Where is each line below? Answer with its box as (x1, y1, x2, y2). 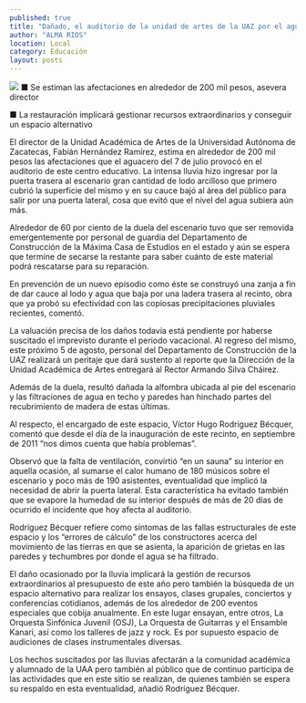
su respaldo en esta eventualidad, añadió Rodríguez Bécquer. (9, 683, 240, 694)
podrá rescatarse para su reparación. (9, 261, 149, 272)
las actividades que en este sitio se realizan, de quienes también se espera (9, 674, 291, 684)
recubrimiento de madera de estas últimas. (9, 401, 170, 411)
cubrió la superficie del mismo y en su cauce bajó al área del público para (9, 185, 287, 196)
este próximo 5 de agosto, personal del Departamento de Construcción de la (9, 345, 297, 356)
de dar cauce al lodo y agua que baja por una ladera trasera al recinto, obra (9, 288, 293, 299)
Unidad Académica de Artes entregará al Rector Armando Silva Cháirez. (9, 364, 280, 375)
